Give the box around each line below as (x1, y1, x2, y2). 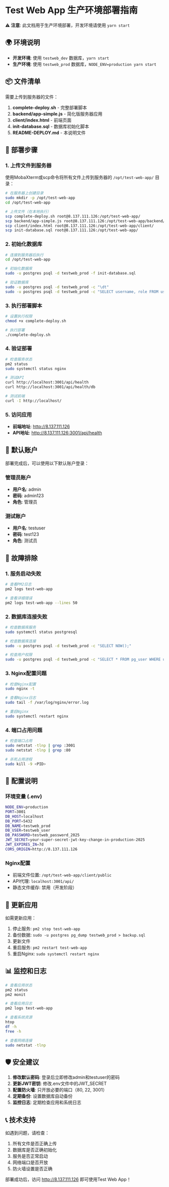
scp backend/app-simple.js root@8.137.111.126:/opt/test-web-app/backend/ (5, 218, 165, 224)
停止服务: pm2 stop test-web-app (12, 926, 80, 932)
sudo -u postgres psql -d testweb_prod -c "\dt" (5, 285, 109, 290)
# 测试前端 (5, 394, 25, 399)
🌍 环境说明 (5, 38, 40, 47)
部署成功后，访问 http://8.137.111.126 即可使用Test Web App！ (5, 1176, 131, 1182)
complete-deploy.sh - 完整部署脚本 (12, 104, 87, 111)
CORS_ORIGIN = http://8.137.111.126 (5, 847, 78, 852)
